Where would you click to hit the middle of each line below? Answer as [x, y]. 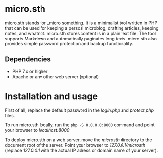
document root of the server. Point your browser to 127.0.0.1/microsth [75, 145]
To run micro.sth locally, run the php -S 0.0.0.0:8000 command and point [80, 125]
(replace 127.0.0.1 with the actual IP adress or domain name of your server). [81, 150]
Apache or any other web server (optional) [56, 76]
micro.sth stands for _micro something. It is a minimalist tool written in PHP [81, 23]
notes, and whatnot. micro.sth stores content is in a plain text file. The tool [81, 33]
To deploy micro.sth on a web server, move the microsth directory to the [79, 140]
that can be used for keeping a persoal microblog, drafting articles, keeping [82, 28]
